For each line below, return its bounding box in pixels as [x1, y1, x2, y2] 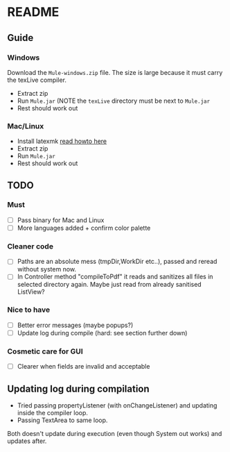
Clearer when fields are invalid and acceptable [17, 362, 150, 371]
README [7, 4, 60, 20]
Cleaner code [7, 241, 54, 251]
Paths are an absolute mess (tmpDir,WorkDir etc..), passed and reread [17, 258, 218, 266]
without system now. [17, 265, 77, 274]
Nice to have [7, 305, 51, 315]
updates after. [7, 437, 47, 445]
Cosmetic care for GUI [7, 346, 83, 356]
